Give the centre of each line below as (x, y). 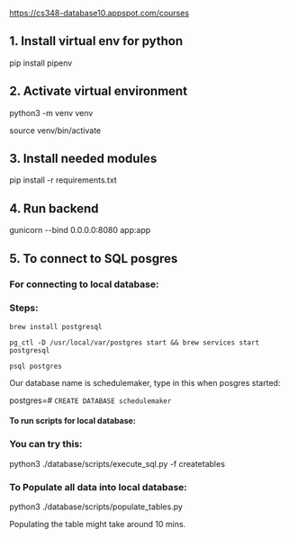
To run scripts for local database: (73, 421)
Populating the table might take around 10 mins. (98, 525)
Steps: (24, 308)
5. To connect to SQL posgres (94, 259)
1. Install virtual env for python (96, 41)
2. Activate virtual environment (98, 91)
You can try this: (46, 444)
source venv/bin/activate (55, 130)
